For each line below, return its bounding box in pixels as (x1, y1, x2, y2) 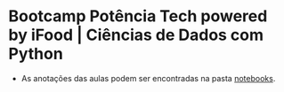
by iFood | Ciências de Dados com (8, 25, 264, 45)
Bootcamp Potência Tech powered (8, 6, 268, 27)
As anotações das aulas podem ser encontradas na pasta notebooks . (20, 73, 276, 83)
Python (8, 44, 63, 64)
